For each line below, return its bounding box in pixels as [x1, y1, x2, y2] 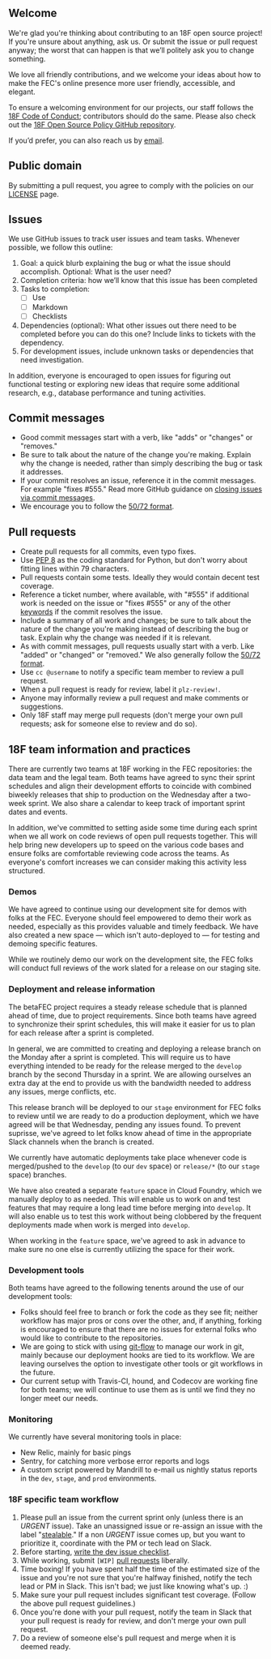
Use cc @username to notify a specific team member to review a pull [19, 667, 244, 677]
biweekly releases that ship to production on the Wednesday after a [8, 790, 234, 799]
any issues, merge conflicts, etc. [8, 1087, 116, 1096]
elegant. [8, 87, 36, 96]
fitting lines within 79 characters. [19, 564, 129, 574]
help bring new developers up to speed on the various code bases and [8, 840, 244, 850]
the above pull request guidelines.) [19, 1598, 136, 1608]
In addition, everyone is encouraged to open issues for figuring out [8, 371, 231, 380]
